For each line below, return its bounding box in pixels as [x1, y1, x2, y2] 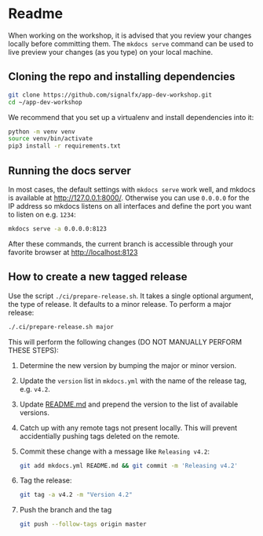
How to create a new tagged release [8, 270, 188, 283]
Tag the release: [19, 476, 72, 485]
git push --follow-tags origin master [19, 520, 147, 528]
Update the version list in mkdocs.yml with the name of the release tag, [19, 376, 247, 385]
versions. [19, 407, 49, 417]
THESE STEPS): [8, 345, 59, 355]
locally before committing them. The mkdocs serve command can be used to [8, 38, 254, 48]
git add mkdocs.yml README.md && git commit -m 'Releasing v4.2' [19, 461, 238, 469]
